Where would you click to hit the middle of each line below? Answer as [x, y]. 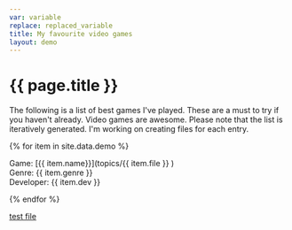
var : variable [36, 17]
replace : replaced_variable [61, 26]
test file [23, 217]
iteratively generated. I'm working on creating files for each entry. [129, 129]
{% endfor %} [35, 199]
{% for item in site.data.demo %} [69, 146]
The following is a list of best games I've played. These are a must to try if [144, 111]
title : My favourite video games [71, 34]
